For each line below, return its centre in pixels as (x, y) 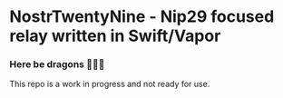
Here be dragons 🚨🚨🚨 (57, 64)
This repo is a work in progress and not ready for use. (110, 84)
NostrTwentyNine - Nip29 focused (142, 17)
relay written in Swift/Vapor (115, 36)
